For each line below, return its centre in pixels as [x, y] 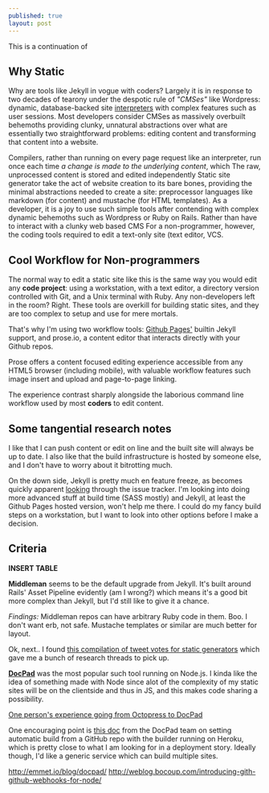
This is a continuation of [48, 46]
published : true [35, 16]
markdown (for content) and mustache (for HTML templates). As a [118, 200]
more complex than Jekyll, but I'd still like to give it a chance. [109, 601]
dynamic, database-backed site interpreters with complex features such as [132, 108]
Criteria [28, 549]
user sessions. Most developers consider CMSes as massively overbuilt [127, 117]
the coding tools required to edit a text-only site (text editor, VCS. [116, 235]
